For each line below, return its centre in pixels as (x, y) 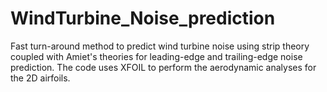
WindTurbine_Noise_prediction (143, 18)
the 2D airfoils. (40, 78)
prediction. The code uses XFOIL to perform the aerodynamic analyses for (163, 67)
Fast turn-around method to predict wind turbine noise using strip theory (160, 46)
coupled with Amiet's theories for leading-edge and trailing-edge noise (156, 56)
